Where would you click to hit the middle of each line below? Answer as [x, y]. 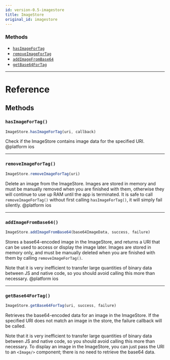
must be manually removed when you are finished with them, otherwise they [85, 189]
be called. [16, 326]
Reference [27, 89]
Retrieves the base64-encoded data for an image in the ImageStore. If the [82, 315]
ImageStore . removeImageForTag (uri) [43, 174]
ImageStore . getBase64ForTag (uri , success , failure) [61, 306]
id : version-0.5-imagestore [35, 10]
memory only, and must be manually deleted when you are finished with [80, 252]
